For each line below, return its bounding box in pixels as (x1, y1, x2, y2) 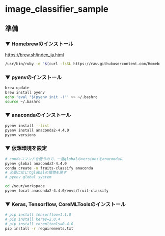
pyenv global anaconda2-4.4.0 (5, 161, 67, 166)
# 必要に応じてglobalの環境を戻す (5, 170, 67, 175)
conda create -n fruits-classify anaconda (5, 166, 93, 170)
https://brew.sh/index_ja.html (5, 52, 64, 58)
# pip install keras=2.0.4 (5, 217, 60, 222)
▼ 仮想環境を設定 (5, 145, 47, 152)
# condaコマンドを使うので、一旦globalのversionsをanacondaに (5, 156, 124, 161)
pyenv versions (5, 132, 36, 137)
